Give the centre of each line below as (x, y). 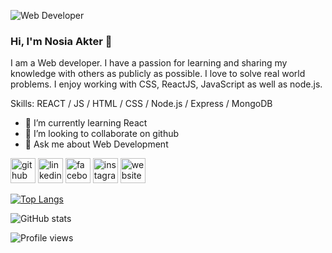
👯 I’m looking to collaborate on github (102, 134)
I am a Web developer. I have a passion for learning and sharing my (149, 63)
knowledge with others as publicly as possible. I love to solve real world (158, 74)
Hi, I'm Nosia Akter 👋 (61, 41)
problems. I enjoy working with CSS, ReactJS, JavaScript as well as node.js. (166, 84)
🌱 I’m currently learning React (86, 123)
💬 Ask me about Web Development (96, 144)
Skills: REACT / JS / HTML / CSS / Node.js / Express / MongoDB (141, 104)
